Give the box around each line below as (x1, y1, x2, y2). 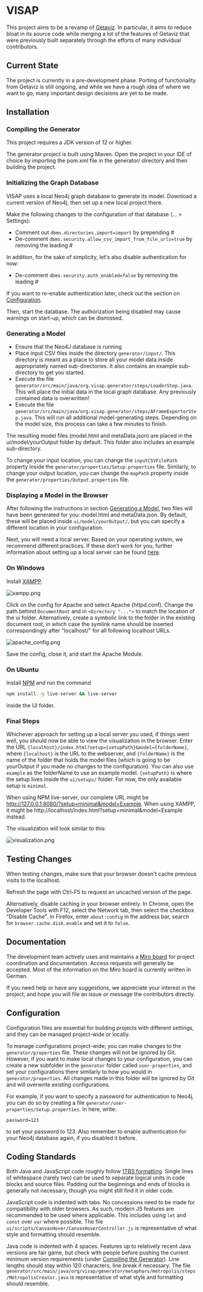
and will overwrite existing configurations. (6, 1081, 111, 1088)
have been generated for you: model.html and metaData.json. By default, (6, 511, 187, 518)
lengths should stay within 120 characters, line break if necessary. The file (6, 1262, 191, 1269)
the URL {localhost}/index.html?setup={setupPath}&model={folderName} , (6, 743, 189, 751)
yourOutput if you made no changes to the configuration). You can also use (6, 763, 194, 770)
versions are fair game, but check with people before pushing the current (6, 1249, 188, 1256)
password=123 (6, 1117, 39, 1123)
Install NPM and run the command (6, 679, 91, 686)
